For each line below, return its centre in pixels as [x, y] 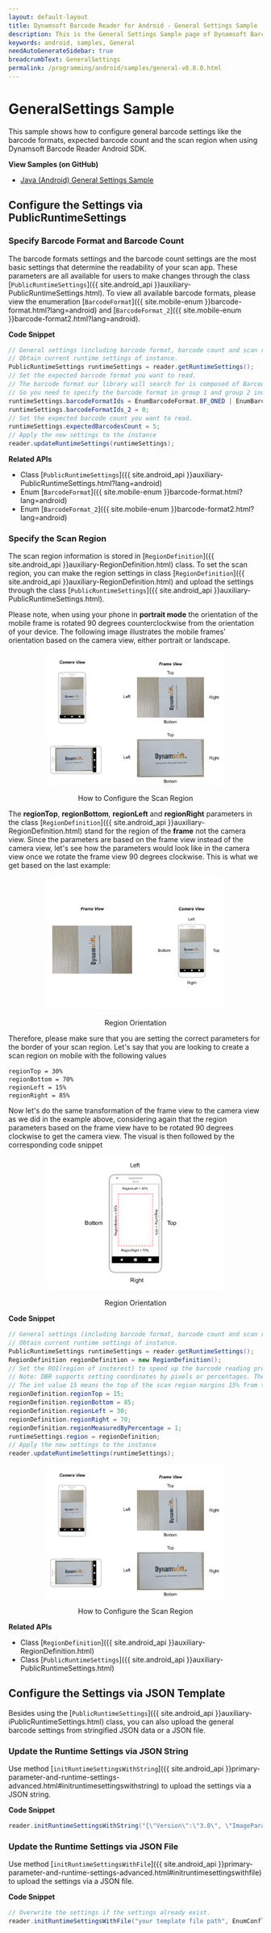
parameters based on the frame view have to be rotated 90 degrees [121, 1128]
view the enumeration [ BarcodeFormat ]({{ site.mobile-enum [106, 301]
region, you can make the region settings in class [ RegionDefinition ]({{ [127, 573]
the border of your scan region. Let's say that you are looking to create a [129, 1047]
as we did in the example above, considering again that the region [118, 1119]
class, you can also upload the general [170, 1721]
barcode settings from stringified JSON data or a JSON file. [107, 1730]
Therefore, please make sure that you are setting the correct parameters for [134, 1038]
